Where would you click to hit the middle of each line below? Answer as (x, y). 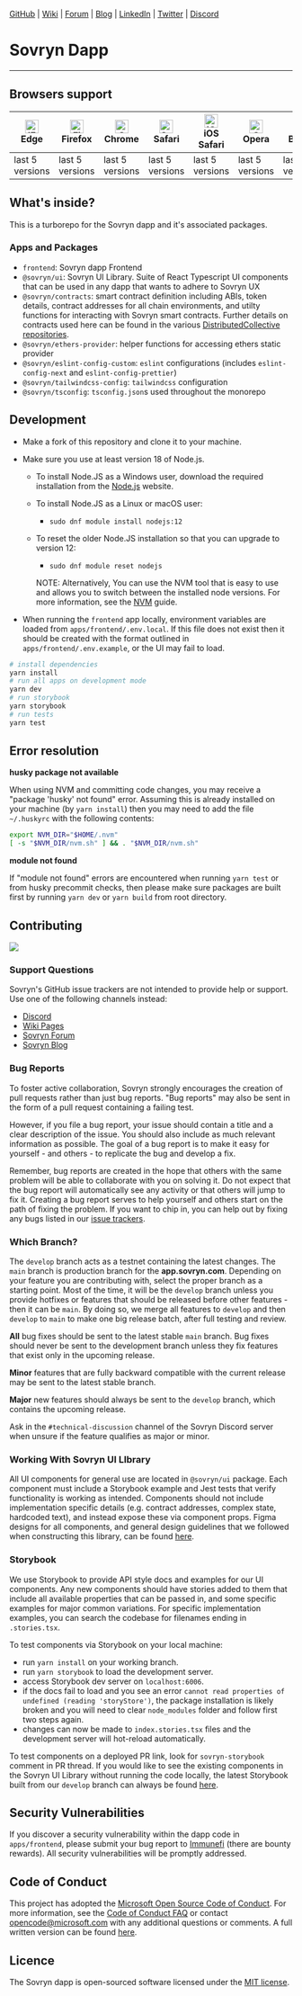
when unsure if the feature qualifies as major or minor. (110, 1436)
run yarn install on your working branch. (100, 1662)
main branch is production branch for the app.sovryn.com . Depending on (145, 1271)
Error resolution (54, 751)
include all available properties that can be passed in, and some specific (143, 1598)
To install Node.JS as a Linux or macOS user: (119, 503)
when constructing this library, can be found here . (102, 1536)
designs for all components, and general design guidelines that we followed (149, 1527)
